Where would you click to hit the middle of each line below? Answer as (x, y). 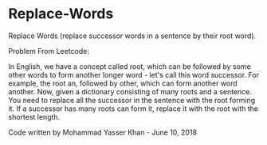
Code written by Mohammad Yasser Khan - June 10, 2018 (103, 132)
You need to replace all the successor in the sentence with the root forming (132, 100)
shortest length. (34, 116)
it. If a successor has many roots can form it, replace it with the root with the (133, 109)
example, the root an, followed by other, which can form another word (123, 83)
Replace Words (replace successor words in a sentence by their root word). (132, 36)
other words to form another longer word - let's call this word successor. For (133, 74)
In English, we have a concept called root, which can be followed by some (130, 66)
